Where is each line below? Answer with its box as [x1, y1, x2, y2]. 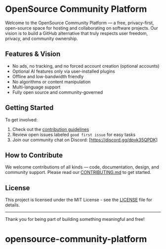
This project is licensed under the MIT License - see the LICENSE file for [5, 197, 152, 203]
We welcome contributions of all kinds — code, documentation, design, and [5, 164, 160, 170]
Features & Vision [5, 50, 61, 58]
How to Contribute [5, 151, 63, 159]
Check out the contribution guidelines [12, 126, 89, 132]
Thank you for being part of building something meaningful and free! [5, 216, 145, 222]
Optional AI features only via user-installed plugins [12, 68, 115, 74]
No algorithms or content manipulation [12, 79, 91, 84]
